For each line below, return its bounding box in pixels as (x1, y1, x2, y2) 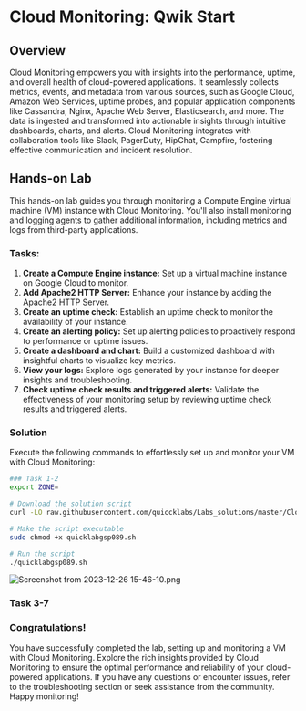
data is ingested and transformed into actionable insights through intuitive (9, 116, 287, 126)
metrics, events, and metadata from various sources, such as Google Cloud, (9, 87, 295, 97)
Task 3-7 (9, 597, 50, 610)
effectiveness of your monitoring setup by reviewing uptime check (22, 394, 272, 405)
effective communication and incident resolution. (9, 144, 193, 155)
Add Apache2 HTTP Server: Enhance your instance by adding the (22, 288, 272, 298)
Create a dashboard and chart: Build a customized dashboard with (22, 345, 275, 357)
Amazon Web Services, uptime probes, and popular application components (9, 96, 296, 107)
